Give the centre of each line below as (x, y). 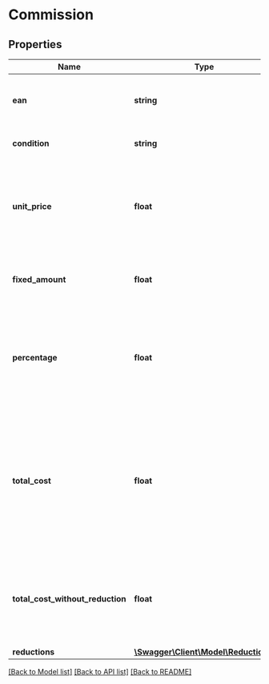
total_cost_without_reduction (69, 599)
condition (31, 143)
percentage (35, 358)
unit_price (32, 206)
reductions (34, 652)
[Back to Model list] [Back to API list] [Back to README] (100, 672)
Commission (51, 15)
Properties (35, 44)
